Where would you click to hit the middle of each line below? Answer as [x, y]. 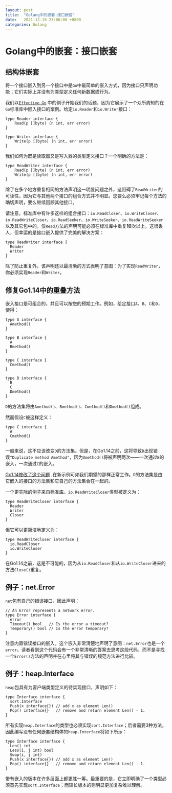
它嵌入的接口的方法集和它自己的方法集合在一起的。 [59, 481]
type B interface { [26, 338]
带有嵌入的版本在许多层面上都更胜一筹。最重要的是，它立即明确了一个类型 [84, 778]
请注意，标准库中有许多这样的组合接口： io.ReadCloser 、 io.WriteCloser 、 [83, 213]
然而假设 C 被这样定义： [29, 418]
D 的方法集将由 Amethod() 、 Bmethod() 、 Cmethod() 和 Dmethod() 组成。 [75, 406]
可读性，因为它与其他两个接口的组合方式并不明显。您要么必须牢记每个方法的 [86, 196]
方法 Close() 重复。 [25, 570]
